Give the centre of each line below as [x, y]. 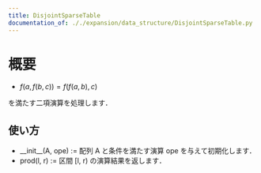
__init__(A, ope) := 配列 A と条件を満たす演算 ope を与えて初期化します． [138, 151]
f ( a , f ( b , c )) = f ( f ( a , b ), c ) [59, 87]
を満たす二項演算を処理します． [60, 103]
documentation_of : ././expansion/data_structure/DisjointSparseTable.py [130, 23]
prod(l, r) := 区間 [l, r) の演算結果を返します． [93, 161]
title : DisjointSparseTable [55, 15]
